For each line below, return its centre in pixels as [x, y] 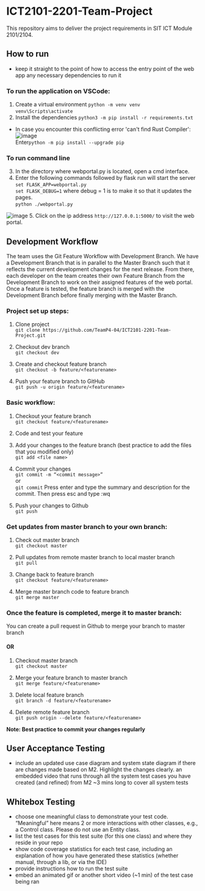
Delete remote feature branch [52, 712]
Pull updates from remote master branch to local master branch [95, 557]
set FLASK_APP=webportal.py [51, 185]
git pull [26, 563]
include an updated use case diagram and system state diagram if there [106, 763]
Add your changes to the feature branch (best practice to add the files [103, 445]
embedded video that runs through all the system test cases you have [103, 776]
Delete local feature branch [49, 695]
